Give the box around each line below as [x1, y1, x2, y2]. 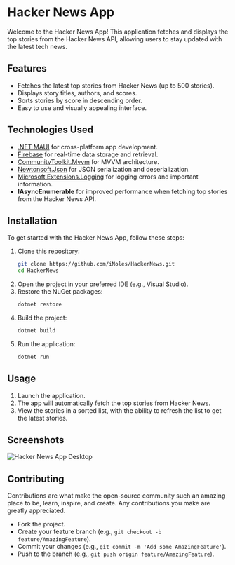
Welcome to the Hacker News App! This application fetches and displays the [7, 27, 229, 36]
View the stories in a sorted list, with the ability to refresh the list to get [17, 406, 222, 414]
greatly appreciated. [7, 506, 66, 515]
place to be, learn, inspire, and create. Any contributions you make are [7, 499, 210, 508]
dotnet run [17, 353, 50, 360]
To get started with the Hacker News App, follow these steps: [7, 233, 184, 242]
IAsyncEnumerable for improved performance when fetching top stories [17, 187, 228, 196]
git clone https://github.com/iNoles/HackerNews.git [17, 261, 175, 268]
